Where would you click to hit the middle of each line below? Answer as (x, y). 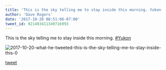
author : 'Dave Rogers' (29, 14)
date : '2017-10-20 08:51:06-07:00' (43, 19)
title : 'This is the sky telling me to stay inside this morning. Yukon (83, 10)
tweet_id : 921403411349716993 (37, 24)
